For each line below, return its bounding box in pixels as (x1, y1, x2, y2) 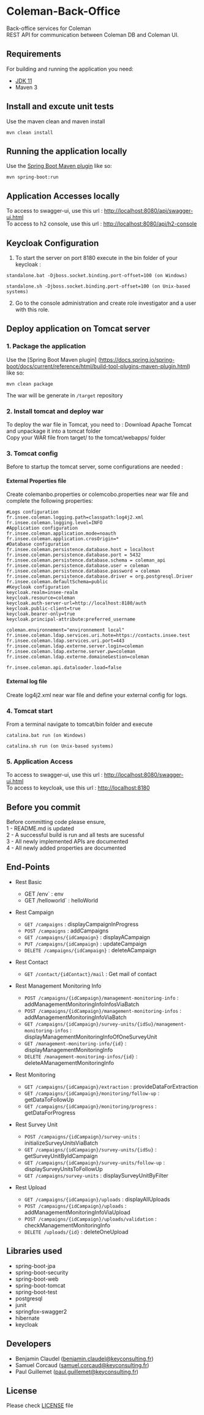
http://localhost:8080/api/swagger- (104, 207, 194, 215)
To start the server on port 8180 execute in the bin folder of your (15, 254, 178, 261)
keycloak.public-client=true (6, 606, 81, 612)
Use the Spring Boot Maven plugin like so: (6, 162, 112, 170)
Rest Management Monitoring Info (15, 982, 102, 990)
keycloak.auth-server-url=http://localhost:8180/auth (6, 600, 147, 606)
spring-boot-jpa (15, 1262, 56, 1270)
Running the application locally (6, 146, 127, 156)
